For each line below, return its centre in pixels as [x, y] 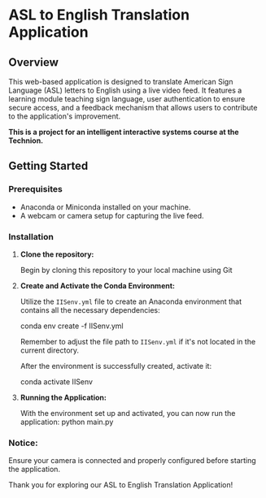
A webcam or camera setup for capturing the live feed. [112, 215]
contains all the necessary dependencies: [90, 310]
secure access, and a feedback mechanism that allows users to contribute [133, 108]
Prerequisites [35, 189]
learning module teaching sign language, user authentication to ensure [127, 99]
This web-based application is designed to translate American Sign [121, 82]
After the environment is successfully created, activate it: [116, 366]
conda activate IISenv [57, 381]
